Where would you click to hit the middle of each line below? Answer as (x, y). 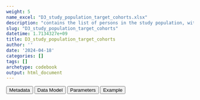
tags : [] (17, 61)
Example (113, 90)
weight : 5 (18, 12)
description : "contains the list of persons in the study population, (96, 23)
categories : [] (25, 56)
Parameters (83, 90)
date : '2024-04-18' (30, 51)
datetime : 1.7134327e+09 (37, 34)
